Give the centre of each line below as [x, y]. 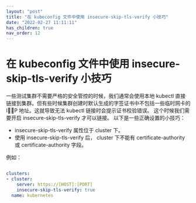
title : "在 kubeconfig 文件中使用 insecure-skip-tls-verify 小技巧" [87, 17]
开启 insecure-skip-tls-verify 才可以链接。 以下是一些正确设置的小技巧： [98, 118]
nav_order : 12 [23, 33]
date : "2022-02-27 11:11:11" [42, 22]
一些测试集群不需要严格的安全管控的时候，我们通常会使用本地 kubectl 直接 [96, 96]
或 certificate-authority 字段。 [50, 145]
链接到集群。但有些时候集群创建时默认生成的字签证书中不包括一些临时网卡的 [98, 104]
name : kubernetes [32, 195]
